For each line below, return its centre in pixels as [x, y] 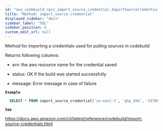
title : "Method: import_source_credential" [50, 14]
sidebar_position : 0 [26, 28]
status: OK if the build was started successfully [59, 74]
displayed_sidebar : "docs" [32, 18]
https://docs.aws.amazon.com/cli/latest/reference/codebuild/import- [74, 118]
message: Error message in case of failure [54, 83]
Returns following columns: [32, 55]
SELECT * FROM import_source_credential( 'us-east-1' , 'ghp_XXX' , [77, 101]
